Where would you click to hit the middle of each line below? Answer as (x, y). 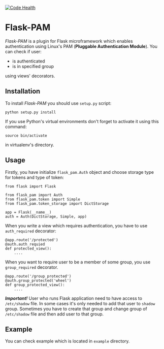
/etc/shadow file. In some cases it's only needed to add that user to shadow (80, 303)
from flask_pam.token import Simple (43, 199)
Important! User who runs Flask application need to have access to (74, 298)
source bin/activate (26, 135)
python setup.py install (31, 112)
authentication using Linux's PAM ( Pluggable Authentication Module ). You (81, 46)
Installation (23, 91)
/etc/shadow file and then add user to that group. (54, 314)
